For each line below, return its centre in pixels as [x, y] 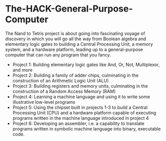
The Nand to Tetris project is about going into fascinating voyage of [75, 33]
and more [22, 70]
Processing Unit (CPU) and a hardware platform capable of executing [84, 113]
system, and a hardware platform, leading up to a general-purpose [74, 49]
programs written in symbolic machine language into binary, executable [87, 128]
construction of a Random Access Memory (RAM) [64, 91]
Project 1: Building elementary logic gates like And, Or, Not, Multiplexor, [86, 64]
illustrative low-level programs [44, 102]
